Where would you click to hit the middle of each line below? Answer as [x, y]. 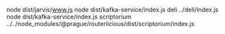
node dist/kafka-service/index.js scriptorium [69, 17]
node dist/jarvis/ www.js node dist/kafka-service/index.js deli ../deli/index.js [112, 10]
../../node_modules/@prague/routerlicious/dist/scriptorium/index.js [101, 24]
